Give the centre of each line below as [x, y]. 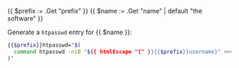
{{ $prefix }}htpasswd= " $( [44, 45]
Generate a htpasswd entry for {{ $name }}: [70, 32]
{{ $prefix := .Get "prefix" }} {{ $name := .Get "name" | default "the [105, 11]
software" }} [25, 18]
